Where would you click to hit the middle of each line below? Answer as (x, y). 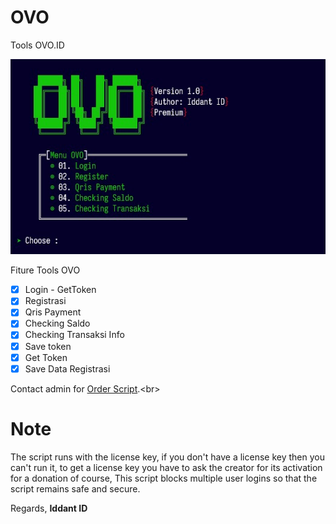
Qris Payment (53, 312)
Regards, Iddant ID (49, 508)
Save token (48, 346)
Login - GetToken (60, 290)
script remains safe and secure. (75, 488)
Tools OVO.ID (37, 45)
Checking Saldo (57, 323)
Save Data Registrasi (67, 368)
